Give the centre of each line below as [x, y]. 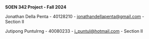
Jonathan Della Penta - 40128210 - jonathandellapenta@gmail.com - [75, 16]
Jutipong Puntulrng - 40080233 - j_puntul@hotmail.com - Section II [74, 31]
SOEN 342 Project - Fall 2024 [36, 7]
